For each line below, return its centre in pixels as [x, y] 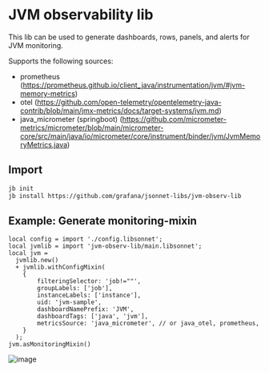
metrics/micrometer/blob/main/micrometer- [92, 127]
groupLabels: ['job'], [75, 289]
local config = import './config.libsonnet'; [85, 239]
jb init [21, 188]
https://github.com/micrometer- [174, 119]
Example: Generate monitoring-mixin [103, 221]
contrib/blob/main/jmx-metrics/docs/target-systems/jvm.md [119, 111]
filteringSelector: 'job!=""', [89, 281]
